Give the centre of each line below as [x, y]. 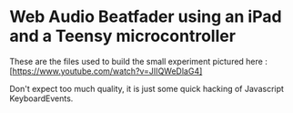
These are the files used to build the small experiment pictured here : [139, 61]
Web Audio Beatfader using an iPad [146, 17]
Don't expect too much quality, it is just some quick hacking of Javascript [147, 88]
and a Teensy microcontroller [123, 36]
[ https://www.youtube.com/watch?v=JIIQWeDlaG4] [106, 71]
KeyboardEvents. [41, 98]
